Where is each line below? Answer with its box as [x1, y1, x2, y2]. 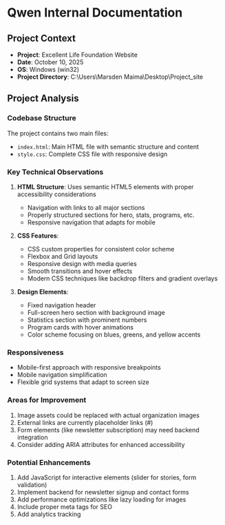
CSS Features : [17, 231, 59, 240]
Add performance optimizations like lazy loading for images [17, 495, 186, 504]
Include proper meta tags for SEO [17, 502, 112, 510]
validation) [17, 480, 47, 488]
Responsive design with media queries [27, 259, 138, 267]
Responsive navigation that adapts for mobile [27, 218, 156, 226]
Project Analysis [7, 93, 79, 104]
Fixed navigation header [27, 300, 96, 309]
